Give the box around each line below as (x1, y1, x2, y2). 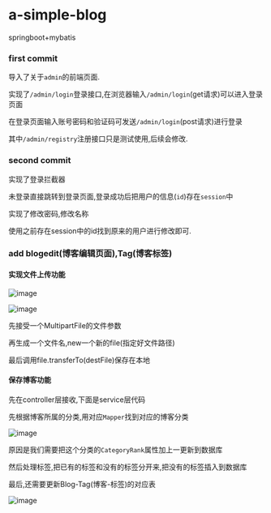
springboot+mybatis (8, 32, 76, 42)
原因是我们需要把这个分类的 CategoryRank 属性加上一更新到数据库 (8, 444, 223, 455)
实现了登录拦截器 (8, 174, 66, 184)
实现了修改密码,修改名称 (8, 208, 89, 218)
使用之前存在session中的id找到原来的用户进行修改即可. (8, 225, 192, 236)
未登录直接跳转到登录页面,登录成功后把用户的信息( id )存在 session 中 (8, 191, 234, 201)
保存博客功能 (8, 375, 51, 385)
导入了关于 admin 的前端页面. (8, 72, 100, 82)
